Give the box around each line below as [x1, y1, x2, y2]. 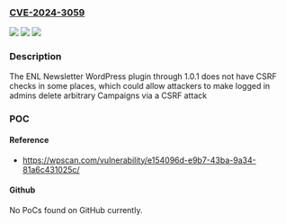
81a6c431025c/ [22, 164, 80, 175]
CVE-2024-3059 [9, 6, 85, 19]
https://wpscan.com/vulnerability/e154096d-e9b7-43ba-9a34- [22, 155, 256, 166]
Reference [9, 135, 49, 146]
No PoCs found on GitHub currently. [9, 204, 143, 215]
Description [9, 50, 62, 63]
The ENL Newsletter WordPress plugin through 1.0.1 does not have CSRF [9, 70, 277, 82]
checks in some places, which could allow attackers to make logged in [9, 80, 271, 91]
